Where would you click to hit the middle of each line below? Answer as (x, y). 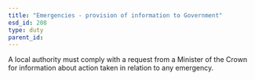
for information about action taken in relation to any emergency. (111, 68)
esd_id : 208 (27, 23)
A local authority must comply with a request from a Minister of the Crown (128, 60)
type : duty (26, 30)
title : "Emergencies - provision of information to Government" (115, 15)
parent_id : (26, 37)
